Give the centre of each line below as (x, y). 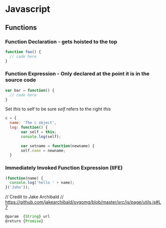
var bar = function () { (30, 90)
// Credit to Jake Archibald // (34, 197)
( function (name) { (24, 178)
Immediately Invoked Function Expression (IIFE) (64, 168)
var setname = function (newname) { (58, 146)
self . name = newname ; (43, 151)
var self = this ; (39, 132)
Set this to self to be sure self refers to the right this (58, 109)
